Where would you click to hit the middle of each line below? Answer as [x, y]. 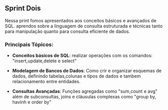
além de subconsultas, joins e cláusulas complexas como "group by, [84, 97]
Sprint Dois [23, 8]
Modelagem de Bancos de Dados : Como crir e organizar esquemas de [87, 71]
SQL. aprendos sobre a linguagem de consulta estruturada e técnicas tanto [84, 26]
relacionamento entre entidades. [46, 82]
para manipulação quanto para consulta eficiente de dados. [68, 31]
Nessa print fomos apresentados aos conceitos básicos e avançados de [81, 20]
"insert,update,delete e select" [44, 61]
